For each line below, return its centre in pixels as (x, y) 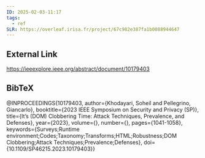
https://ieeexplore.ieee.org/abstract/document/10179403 (78, 69)
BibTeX (20, 88)
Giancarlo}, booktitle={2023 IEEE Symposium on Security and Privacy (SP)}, (103, 109)
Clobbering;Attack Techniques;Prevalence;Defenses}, (75, 142)
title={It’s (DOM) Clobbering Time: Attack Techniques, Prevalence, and (95, 116)
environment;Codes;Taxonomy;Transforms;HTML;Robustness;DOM (91, 135)
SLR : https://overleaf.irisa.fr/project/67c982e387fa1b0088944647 (93, 29)
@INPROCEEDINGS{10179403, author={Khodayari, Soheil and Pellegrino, (99, 103)
